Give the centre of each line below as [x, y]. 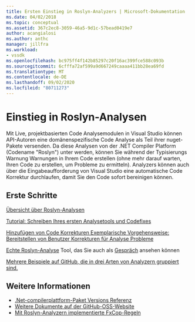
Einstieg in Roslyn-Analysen [76, 117]
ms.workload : [22, 50]
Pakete [14, 146]
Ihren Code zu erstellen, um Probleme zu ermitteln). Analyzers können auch [98, 165]
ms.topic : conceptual [33, 22]
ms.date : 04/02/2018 [31, 17]
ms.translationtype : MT [35, 72]
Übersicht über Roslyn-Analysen [46, 210]
